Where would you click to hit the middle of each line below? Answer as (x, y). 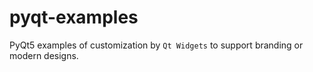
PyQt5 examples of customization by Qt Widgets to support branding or (156, 45)
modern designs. (44, 55)
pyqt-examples (74, 17)
